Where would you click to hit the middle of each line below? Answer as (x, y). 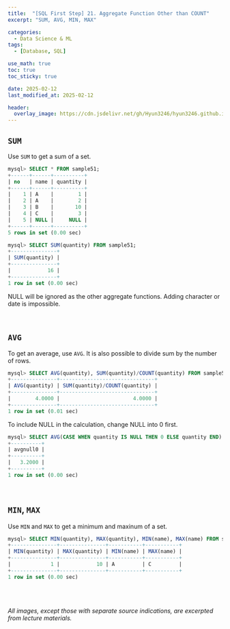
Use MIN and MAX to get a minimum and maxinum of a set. (88, 526)
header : (19, 108)
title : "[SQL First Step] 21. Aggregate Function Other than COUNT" (109, 13)
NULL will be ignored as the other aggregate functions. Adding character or (114, 296)
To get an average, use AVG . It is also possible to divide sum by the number (112, 353)
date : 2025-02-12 (32, 89)
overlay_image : (35, 114)
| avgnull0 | (26, 449)
